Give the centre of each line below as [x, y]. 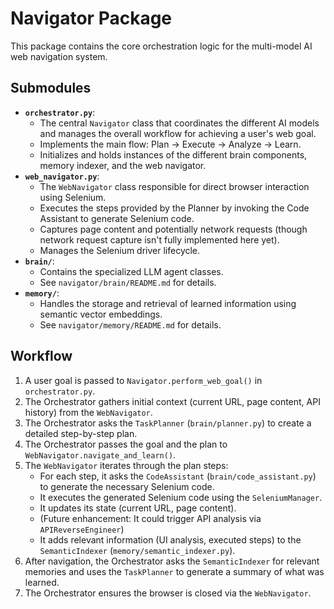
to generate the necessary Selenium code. [127, 486]
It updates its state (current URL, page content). [138, 508]
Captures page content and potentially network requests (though [173, 229]
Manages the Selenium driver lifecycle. [120, 250]
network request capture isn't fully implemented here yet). [159, 239]
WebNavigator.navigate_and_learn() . [100, 454]
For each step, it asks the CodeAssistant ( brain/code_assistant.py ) [178, 476]
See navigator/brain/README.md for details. [128, 282]
